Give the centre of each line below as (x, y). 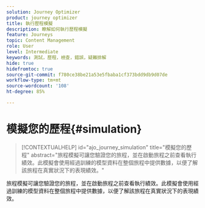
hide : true (20, 63)
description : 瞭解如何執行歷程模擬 (47, 29)
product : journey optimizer (42, 18)
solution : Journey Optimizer (43, 12)
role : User (20, 46)
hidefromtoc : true (30, 69)
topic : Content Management (41, 40)
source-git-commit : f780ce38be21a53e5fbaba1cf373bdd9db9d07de (87, 75)
